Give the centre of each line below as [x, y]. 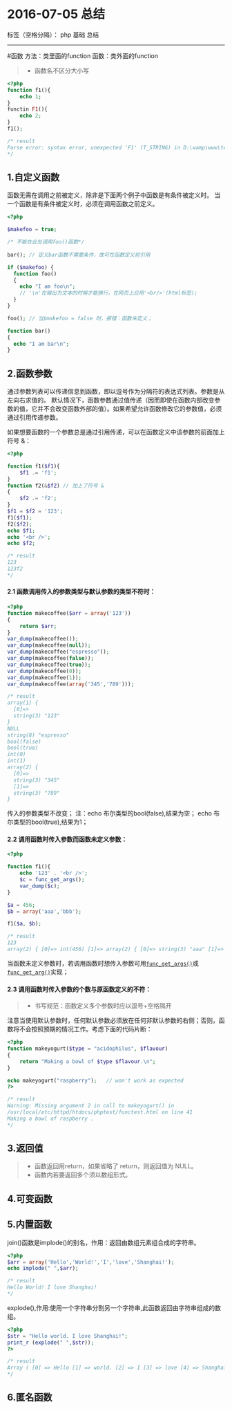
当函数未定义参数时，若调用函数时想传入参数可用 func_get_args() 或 [103, 963]
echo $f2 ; [21, 544]
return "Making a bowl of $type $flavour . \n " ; [88, 1061]
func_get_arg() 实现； [38, 972]
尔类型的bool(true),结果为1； [48, 822]
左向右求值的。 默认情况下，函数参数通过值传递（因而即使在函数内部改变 [111, 400]
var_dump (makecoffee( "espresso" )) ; [58, 652]
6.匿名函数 [30, 1398]
